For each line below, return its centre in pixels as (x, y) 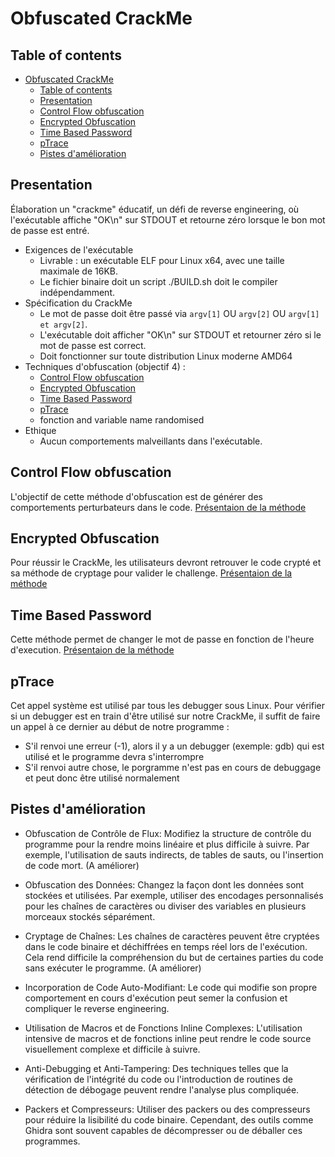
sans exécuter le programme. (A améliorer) (113, 968)
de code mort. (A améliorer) (82, 865)
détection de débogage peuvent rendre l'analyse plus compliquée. (162, 1089)
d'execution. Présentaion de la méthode (92, 650)
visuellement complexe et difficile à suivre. (112, 1049)
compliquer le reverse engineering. (97, 1008)
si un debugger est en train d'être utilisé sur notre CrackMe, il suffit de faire (165, 716)
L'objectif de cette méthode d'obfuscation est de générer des (136, 496)
